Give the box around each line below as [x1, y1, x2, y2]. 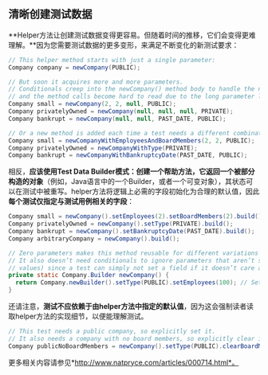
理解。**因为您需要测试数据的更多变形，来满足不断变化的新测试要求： [8, 40, 239, 49]
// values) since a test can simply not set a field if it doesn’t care [8, 264, 255, 272]
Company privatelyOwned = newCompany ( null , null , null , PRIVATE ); [8, 107, 234, 115]
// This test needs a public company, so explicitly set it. [8, 327, 216, 336]
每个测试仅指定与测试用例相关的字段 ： [8, 197, 134, 206]
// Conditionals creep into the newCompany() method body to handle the [8, 85, 255, 93]
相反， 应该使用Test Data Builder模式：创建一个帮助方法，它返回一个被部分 [8, 166, 255, 177]
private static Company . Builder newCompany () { [8, 271, 170, 279]
